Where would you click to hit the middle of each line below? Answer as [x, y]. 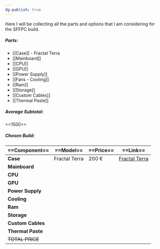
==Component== [28, 150]
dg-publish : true [23, 10]
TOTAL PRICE [24, 239]
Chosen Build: [20, 136]
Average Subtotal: [24, 112]
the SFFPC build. [22, 29]
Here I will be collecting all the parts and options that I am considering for [80, 24]
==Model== [69, 150]
